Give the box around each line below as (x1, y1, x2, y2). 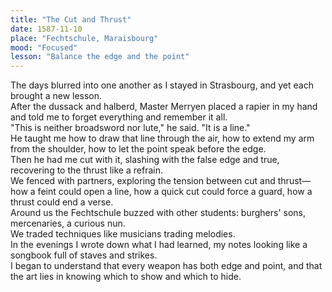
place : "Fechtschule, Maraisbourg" (10, 33, 159, 43)
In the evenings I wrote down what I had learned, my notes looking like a (10, 239, 308, 251)
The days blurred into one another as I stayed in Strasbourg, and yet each (10, 79, 314, 91)
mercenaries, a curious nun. (10, 217, 126, 230)
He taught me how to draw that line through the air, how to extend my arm (10, 132, 315, 145)
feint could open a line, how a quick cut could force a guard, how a (37, 186, 313, 198)
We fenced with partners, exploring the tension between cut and (10, 175, 276, 187)
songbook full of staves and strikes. (10, 249, 158, 261)
